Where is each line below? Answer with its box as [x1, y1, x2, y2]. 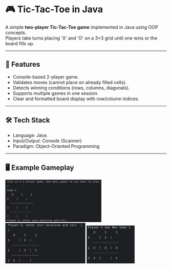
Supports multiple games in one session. [12, 90, 99, 96]
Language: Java [12, 132, 47, 138]
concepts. [5, 29, 27, 35]
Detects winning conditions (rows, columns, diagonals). [12, 85, 130, 91]
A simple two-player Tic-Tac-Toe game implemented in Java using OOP [5, 24, 159, 30]
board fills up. [5, 40, 35, 46]
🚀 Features [5, 60, 40, 69]
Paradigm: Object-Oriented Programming [12, 143, 100, 149]
